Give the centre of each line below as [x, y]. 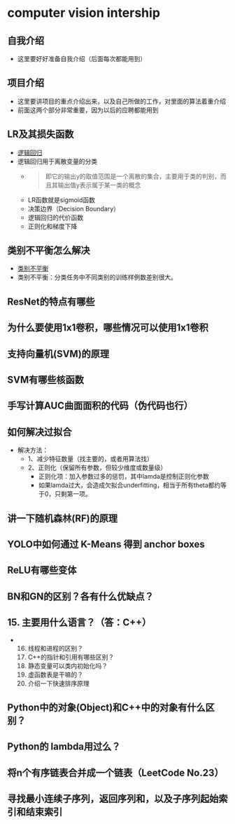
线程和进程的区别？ [56, 648]
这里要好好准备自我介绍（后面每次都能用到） [82, 59]
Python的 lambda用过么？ [64, 746]
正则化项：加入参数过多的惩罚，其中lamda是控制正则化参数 [124, 477]
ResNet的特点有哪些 [51, 301]
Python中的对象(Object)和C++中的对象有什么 [106, 707]
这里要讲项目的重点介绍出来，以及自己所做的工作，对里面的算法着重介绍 [121, 101]
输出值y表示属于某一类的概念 [99, 185]
